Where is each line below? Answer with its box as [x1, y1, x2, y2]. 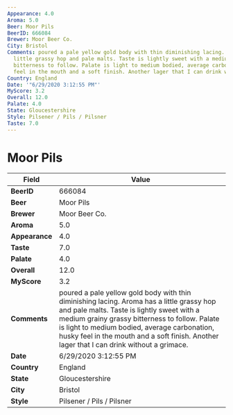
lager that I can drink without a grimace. [58, 340, 189, 350]
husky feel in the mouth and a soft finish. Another [58, 331, 219, 341]
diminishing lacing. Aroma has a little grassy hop [58, 296, 216, 306]
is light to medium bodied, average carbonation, [58, 323, 215, 332]
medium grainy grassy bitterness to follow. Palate [58, 314, 220, 323]
